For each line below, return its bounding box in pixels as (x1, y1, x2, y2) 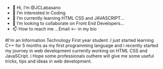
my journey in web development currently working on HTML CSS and (5, 48, 148, 54)
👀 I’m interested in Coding (12, 10, 66, 16)
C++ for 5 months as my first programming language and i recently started (5, 42, 159, 48)
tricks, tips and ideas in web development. (5, 58, 92, 64)
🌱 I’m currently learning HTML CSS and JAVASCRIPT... (12, 15, 125, 21)
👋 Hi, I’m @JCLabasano (12, 5, 61, 10)
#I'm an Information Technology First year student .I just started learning (5, 37, 154, 43)
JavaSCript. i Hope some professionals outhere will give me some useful (5, 53, 154, 59)
